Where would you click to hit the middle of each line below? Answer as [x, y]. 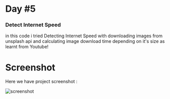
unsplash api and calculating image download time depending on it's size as [85, 41]
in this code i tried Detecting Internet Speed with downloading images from [84, 36]
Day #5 [21, 9]
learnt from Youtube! [27, 47]
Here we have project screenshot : [41, 82]
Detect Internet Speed [33, 25]
